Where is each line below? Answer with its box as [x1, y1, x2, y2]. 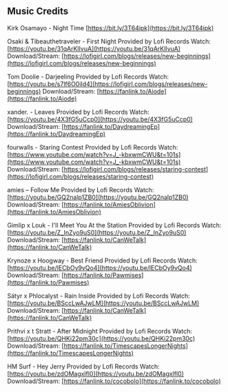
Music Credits [7, 6, 69, 17]
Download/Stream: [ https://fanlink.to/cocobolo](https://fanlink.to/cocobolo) [7, 377, 222, 385]
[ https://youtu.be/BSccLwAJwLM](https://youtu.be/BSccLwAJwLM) [7, 299, 200, 307]
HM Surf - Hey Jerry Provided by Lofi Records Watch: [7, 362, 160, 371]
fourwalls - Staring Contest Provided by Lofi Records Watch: [7, 143, 178, 151]
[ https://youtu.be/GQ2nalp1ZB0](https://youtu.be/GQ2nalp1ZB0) [7, 193, 189, 201]
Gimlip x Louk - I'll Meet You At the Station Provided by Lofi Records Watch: [7, 220, 222, 229]
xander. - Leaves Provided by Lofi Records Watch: [7, 107, 149, 116]
